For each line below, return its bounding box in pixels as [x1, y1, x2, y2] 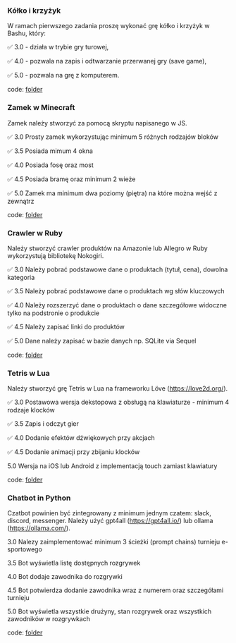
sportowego [7, 545, 42, 553]
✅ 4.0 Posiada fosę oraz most [7, 161, 94, 169]
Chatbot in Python [7, 493, 71, 503]
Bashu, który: [7, 29, 46, 37]
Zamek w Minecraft [7, 103, 75, 113]
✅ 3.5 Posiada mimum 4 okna [7, 147, 94, 155]
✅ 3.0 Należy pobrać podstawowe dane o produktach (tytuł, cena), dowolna [7, 265, 228, 274]
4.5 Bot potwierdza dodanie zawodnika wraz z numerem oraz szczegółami [7, 586, 224, 594]
